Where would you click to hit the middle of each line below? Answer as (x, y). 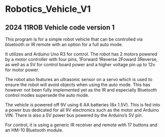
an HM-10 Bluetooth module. (34, 130)
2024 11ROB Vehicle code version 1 (60, 27)
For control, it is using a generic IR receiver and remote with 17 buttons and (81, 125)
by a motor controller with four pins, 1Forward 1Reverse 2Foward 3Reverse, (82, 59)
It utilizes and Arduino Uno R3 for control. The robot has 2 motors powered (81, 54)
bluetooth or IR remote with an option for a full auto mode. (64, 45)
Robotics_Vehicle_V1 (48, 9)
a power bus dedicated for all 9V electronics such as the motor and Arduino (82, 110)
